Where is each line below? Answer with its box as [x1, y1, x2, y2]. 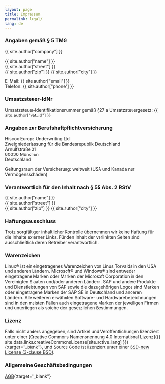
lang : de [5, 21, 23, 26]
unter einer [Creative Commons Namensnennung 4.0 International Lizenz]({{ [5, 334, 161, 340]
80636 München [5, 152, 39, 157]
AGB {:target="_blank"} [5, 373, 51, 379]
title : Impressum [5, 12, 41, 17]
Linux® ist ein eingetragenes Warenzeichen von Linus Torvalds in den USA [5, 263, 157, 269]
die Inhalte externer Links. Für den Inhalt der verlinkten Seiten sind [5, 234, 140, 240]
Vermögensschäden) [5, 171, 48, 178]
